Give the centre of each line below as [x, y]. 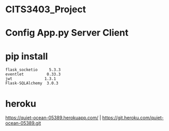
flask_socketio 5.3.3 [33, 70]
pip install [27, 56]
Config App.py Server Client [67, 33]
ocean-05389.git [23, 123]
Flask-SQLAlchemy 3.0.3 [32, 83]
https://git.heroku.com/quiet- [133, 118]
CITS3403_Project [46, 9]
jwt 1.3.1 [31, 79]
